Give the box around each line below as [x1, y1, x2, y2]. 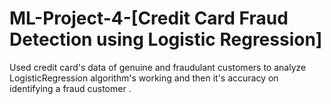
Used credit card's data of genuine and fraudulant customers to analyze [9, 61, 307, 73]
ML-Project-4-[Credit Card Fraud [9, 7, 289, 30]
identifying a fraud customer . [9, 82, 132, 94]
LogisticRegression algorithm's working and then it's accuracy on [9, 72, 279, 84]
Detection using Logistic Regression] [9, 28, 323, 51]
